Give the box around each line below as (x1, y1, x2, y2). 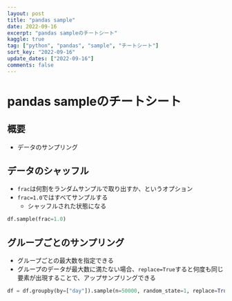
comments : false (7, 62, 54, 69)
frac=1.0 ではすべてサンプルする (17, 193, 108, 201)
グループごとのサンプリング (7, 237, 124, 248)
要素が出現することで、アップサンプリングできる (17, 274, 157, 282)
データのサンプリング (17, 143, 78, 151)
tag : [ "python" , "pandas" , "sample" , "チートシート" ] (7, 42, 159, 49)
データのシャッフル (7, 165, 89, 177)
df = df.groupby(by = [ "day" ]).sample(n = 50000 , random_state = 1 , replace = (7, 288, 217, 295)
